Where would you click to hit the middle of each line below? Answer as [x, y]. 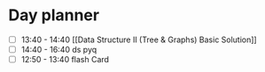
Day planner [54, 15]
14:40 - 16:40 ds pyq [59, 50]
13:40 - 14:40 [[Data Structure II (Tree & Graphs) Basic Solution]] [139, 40]
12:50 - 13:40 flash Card [65, 60]
